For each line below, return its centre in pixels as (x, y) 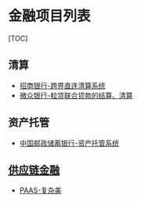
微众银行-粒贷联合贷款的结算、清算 (76, 95)
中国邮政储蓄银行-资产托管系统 (69, 143)
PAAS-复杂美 (40, 190)
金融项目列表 (50, 16)
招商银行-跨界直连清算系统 (62, 85)
